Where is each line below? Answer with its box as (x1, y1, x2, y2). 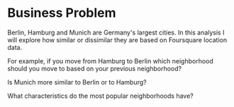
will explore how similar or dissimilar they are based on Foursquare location (7, 35, 228, 44)
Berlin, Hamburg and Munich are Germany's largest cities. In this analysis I (7, 28, 225, 37)
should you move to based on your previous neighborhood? (7, 64, 182, 73)
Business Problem (7, 5, 116, 21)
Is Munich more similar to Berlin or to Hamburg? (7, 77, 147, 86)
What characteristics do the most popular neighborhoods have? (7, 92, 194, 100)
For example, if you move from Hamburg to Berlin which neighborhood (7, 56, 214, 65)
